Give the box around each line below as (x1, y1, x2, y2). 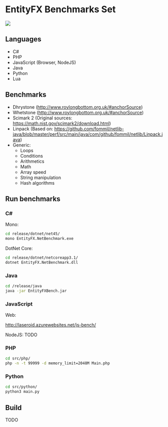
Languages (5, 35, 42, 44)
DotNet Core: (5, 245, 33, 251)
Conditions (20, 153, 43, 159)
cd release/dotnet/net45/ (5, 231, 60, 237)
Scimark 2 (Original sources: (12, 115, 73, 121)
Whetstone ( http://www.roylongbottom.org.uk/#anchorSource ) (12, 109, 144, 115)
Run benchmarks (5, 194, 61, 203)
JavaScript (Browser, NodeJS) (12, 59, 76, 65)
